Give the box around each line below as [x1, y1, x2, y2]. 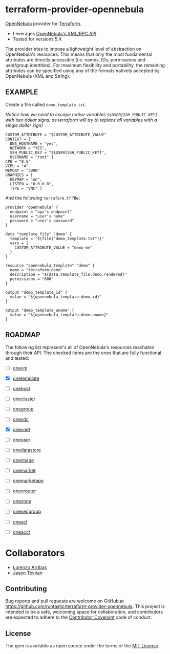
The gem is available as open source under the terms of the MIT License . [5, 643, 160, 649]
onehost [12, 385, 31, 391]
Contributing [5, 584, 47, 593]
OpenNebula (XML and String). [5, 73, 71, 79]
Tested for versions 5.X [12, 36, 62, 42]
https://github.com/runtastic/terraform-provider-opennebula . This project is [5, 603, 165, 609]
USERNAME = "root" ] [10, 155, 54, 160]
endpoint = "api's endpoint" [10, 209, 72, 214]
